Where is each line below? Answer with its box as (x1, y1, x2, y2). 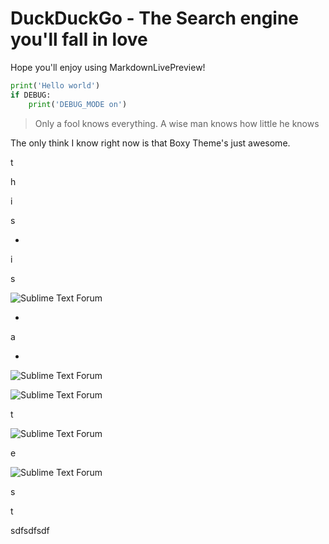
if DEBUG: (10, 90, 52, 100)
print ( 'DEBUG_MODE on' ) (28, 99, 128, 109)
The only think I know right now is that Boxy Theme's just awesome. (10, 137, 291, 149)
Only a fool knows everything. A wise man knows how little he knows (34, 117, 320, 129)
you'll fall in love (10, 28, 148, 51)
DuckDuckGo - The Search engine (10, 7, 300, 30)
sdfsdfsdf (10, 524, 50, 536)
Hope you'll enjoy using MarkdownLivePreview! (10, 61, 206, 73)
